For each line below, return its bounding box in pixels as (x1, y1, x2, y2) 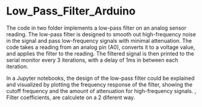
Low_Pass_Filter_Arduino (6, 4, 136, 18)
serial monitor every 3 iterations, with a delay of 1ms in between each (6, 56, 178, 63)
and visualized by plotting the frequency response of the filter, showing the (6, 80, 193, 88)
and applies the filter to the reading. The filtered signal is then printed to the (6, 50, 194, 57)
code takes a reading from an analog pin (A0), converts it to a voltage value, (6, 44, 195, 51)
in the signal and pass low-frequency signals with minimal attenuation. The (6, 37, 192, 44)
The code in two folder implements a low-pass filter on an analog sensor (6, 24, 187, 31)
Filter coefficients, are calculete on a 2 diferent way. (6, 94, 136, 101)
